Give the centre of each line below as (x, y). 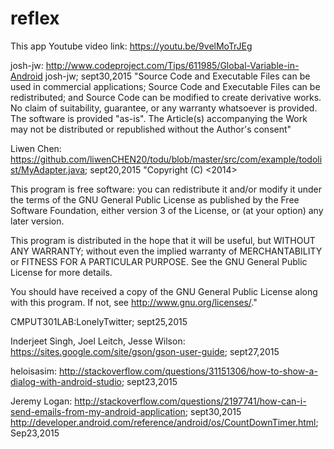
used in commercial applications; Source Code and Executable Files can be (165, 86)
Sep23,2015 (35, 433)
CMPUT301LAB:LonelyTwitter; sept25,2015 (99, 321)
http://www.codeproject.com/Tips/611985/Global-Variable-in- (172, 65)
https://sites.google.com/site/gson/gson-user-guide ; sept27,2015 (145, 351)
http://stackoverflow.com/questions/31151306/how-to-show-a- (188, 371)
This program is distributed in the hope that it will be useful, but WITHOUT (163, 240)
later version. (37, 221)
